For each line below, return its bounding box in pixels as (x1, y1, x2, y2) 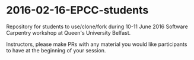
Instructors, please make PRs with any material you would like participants (6, 41, 187, 48)
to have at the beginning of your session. (6, 46, 106, 54)
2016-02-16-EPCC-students (6, 4, 149, 17)
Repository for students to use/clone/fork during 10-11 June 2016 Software (6, 23, 188, 30)
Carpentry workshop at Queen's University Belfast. (6, 29, 131, 36)
